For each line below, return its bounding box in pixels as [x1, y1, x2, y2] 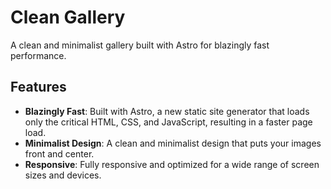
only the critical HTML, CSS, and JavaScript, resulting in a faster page [24, 116, 313, 128]
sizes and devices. [24, 169, 102, 181]
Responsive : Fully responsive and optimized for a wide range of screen [24, 158, 320, 170]
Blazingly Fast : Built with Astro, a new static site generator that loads [24, 105, 310, 117]
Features [10, 79, 67, 96]
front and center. [24, 147, 95, 160]
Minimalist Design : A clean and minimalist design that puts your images [24, 137, 322, 149]
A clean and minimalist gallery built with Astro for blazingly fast [10, 39, 270, 51]
